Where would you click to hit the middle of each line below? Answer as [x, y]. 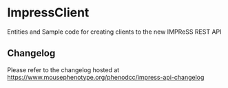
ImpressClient [48, 13]
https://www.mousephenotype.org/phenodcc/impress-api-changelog [106, 77]
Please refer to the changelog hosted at [63, 69]
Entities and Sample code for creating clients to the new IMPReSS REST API [114, 32]
